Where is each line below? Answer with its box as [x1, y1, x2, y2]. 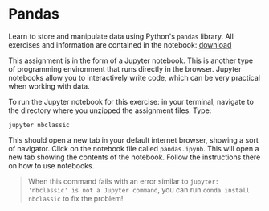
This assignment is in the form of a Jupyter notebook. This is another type [8, 56, 254, 65]
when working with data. [8, 81, 90, 91]
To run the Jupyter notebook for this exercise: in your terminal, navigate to [8, 97, 255, 106]
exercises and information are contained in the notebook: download [8, 39, 232, 49]
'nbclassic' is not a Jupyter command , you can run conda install [27, 184, 251, 194]
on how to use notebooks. [8, 160, 95, 170]
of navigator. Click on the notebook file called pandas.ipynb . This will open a [8, 143, 259, 153]
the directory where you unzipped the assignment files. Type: [8, 105, 212, 115]
